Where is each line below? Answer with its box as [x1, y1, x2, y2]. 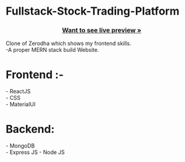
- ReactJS [5, 88, 31, 95]
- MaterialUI [5, 100, 36, 108]
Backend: [5, 122, 55, 136]
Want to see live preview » [61, 26, 142, 35]
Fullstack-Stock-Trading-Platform [5, 4, 180, 18]
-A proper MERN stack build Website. [5, 46, 99, 54]
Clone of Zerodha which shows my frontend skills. [5, 40, 131, 47]
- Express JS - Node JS [5, 149, 65, 156]
